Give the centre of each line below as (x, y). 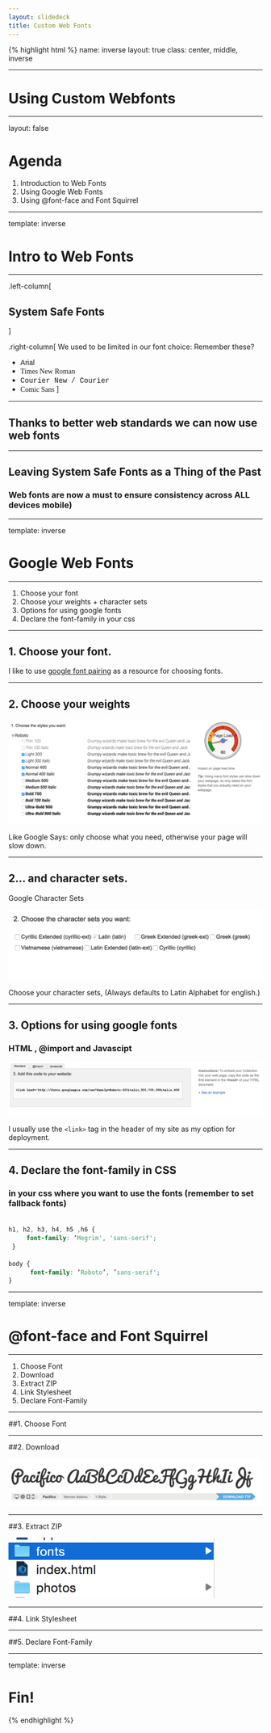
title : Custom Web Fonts (50, 25)
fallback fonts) (38, 1203)
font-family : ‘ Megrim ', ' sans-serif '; (92, 1239)
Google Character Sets (46, 898)
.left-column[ (30, 286)
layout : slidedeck (39, 17)
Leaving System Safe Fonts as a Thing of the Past (135, 472)
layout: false (29, 128)
